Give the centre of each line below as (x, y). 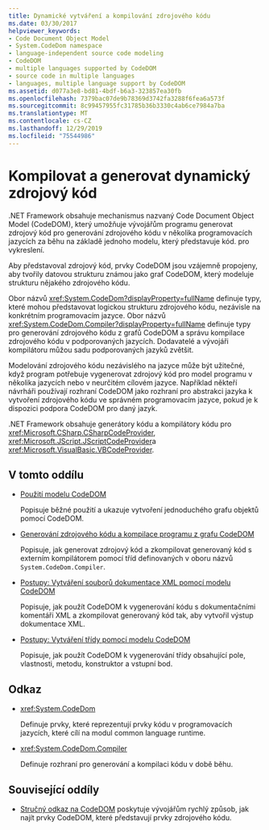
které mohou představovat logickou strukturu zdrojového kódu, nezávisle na (134, 307)
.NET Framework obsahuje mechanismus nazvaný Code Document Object (131, 216)
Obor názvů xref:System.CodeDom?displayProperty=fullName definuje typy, (135, 298)
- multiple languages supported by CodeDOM (83, 69)
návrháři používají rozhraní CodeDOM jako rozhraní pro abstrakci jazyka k (130, 391)
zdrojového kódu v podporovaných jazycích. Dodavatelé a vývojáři (119, 341)
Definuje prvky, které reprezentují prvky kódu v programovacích (126, 724)
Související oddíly (54, 789)
